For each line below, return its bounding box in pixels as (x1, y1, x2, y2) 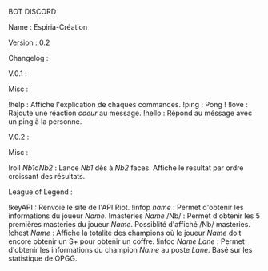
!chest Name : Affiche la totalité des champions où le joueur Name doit (8, 228, 242, 237)
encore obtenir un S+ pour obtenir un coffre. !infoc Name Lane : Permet (8, 237, 246, 246)
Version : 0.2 (8, 38, 50, 47)
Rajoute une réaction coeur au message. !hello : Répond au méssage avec (8, 108, 253, 118)
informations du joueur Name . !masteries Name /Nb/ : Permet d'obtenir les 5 (8, 211, 260, 221)
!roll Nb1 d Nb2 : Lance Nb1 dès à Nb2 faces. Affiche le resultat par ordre (8, 163, 244, 173)
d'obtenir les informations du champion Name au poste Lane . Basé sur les (8, 245, 253, 254)
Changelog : (8, 54, 49, 62)
